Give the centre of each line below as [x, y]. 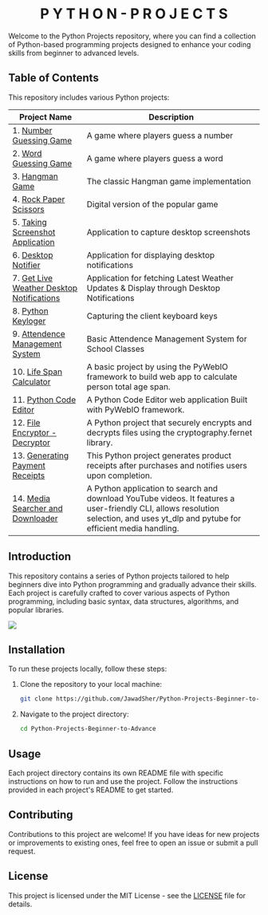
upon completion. [120, 475]
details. [20, 904]
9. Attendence [39, 333]
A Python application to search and [152, 488]
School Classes [116, 349]
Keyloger [29, 321]
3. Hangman [35, 176]
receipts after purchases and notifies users [167, 465]
